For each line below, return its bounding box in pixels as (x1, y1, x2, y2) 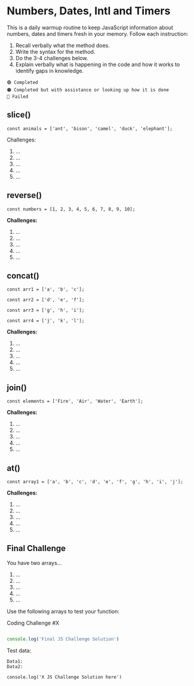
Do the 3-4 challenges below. (15, 54, 88, 61)
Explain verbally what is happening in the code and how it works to (15, 61, 180, 68)
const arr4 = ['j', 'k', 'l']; (7, 318, 85, 324)
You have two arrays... (7, 559, 62, 566)
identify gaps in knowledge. (15, 67, 84, 74)
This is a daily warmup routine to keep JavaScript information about (7, 24, 174, 31)
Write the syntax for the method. (15, 48, 96, 55)
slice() (7, 110, 31, 120)
